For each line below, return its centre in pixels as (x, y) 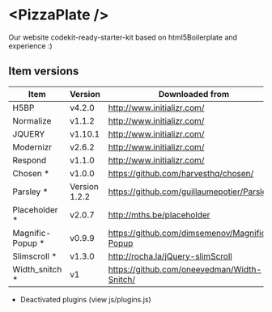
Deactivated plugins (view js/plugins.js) (85, 299)
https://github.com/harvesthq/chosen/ (181, 173)
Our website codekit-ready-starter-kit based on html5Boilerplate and (123, 37)
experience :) (30, 45)
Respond (30, 160)
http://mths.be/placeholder (159, 214)
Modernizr (32, 147)
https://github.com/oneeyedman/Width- (185, 269)
